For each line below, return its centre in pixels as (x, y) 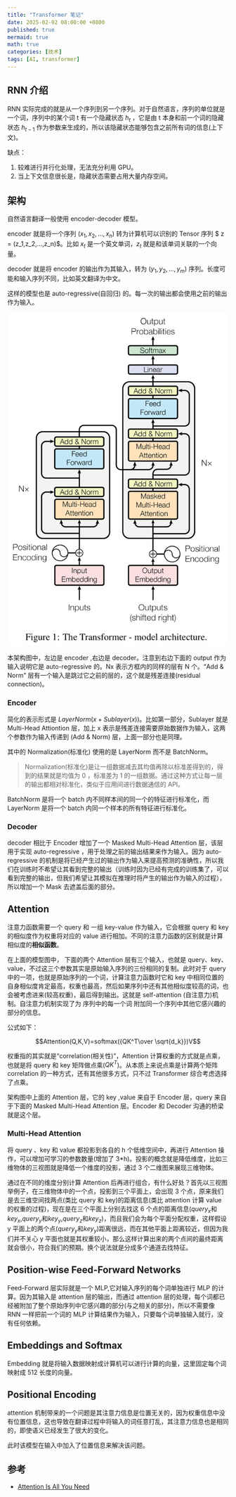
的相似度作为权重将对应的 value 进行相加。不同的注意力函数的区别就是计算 (115, 936)
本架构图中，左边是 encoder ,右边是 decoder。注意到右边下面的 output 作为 (117, 658)
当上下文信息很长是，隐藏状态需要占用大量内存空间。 (94, 176)
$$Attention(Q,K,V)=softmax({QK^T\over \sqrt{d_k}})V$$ (118, 1041)
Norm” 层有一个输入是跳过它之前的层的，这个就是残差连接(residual (104, 676)
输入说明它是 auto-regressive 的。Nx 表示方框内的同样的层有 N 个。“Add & (116, 667)
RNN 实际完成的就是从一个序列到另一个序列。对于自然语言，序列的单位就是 (117, 108)
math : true (23, 45)
